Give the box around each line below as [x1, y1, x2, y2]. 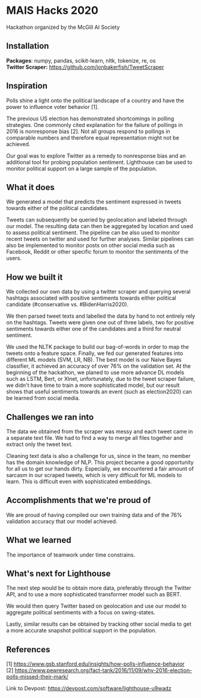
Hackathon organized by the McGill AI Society [6, 23, 120, 31]
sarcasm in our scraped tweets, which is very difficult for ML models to [6, 472, 182, 478]
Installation [6, 41, 49, 51]
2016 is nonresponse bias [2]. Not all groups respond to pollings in [6, 128, 170, 135]
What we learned [6, 535, 71, 545]
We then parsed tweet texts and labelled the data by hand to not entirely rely [6, 312, 196, 320]
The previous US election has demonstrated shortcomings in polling [6, 115, 174, 122]
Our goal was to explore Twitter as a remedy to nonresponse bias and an [6, 152, 186, 159]
